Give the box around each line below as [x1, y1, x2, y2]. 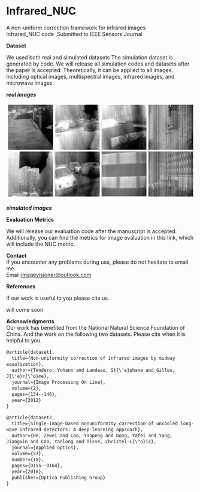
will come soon [6, 306, 44, 313]
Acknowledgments [6, 317, 55, 325]
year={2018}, [11, 469, 44, 475]
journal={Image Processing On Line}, [11, 379, 106, 385]
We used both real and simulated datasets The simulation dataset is [6, 53, 173, 61]
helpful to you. [6, 336, 42, 344]
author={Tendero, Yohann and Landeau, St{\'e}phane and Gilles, [11, 367, 175, 373]
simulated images [6, 204, 52, 211]
